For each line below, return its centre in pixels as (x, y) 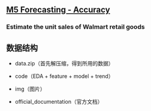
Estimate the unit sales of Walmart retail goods (75, 27)
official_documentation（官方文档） (59, 102)
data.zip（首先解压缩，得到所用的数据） (64, 64)
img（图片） (30, 89)
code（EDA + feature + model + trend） (64, 76)
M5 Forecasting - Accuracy (58, 10)
